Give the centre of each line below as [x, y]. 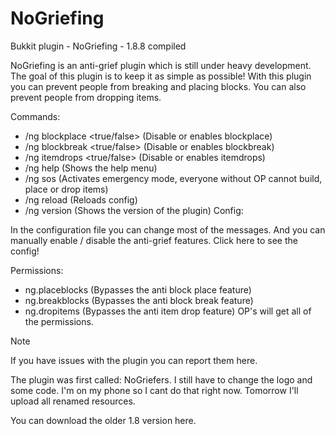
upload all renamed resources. [73, 401]
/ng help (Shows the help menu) [91, 168]
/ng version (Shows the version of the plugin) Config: [134, 210]
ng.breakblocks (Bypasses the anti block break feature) [139, 300]
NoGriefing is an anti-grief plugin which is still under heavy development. [161, 65]
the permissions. [59, 321]
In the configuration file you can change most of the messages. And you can [168, 229]
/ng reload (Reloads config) [81, 199]
